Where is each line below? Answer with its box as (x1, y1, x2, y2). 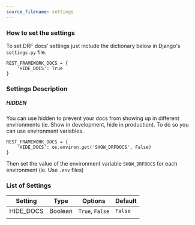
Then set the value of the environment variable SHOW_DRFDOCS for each (6, 160, 178, 167)
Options (82, 197, 106, 205)
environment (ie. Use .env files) (6, 166, 84, 173)
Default (115, 197, 137, 205)
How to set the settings (6, 28, 75, 37)
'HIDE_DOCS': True (17, 65, 63, 71)
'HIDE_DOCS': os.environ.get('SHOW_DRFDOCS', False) (17, 144, 152, 150)
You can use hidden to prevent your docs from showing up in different (6, 115, 180, 122)
